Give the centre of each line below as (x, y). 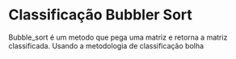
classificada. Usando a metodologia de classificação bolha (106, 45)
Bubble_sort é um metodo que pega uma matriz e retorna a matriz (118, 37)
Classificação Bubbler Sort (100, 15)
